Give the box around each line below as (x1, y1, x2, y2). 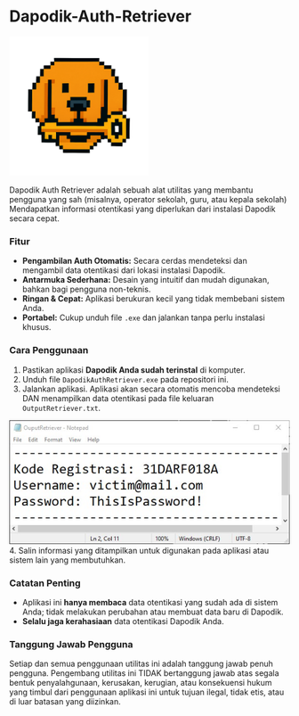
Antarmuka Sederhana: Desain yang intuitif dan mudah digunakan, (21, 275, 270, 285)
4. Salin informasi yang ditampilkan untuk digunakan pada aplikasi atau (9, 545, 270, 556)
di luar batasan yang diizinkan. (9, 696, 122, 707)
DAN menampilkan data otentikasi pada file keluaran (21, 392, 214, 403)
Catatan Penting (9, 577, 82, 589)
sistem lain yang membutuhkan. (9, 555, 126, 565)
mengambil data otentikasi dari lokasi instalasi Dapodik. (21, 265, 226, 276)
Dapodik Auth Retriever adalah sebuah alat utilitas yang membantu (9, 185, 254, 195)
